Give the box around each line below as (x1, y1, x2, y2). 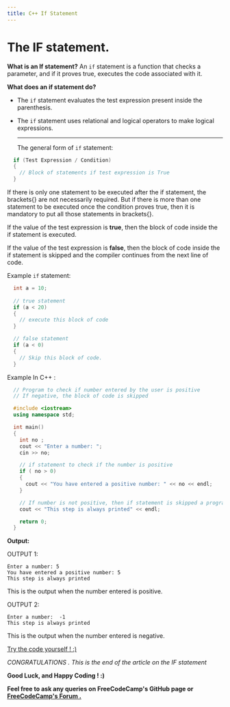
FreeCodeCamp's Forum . (7, 692, 82, 700)
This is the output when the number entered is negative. (7, 632, 166, 640)
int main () (13, 424, 44, 431)
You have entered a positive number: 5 (7, 569, 121, 576)
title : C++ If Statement (7, 10, 78, 17)
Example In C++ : (7, 373, 56, 381)
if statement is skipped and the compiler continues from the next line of (7, 251, 209, 259)
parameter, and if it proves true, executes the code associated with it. (7, 69, 203, 77)
